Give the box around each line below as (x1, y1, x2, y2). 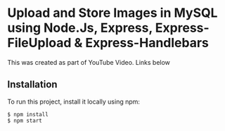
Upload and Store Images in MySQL (7, 5, 218, 21)
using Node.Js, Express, (7, 20, 153, 36)
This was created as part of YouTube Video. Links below (7, 58, 171, 66)
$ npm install (7, 111, 49, 118)
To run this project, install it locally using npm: (7, 97, 141, 106)
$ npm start (7, 117, 42, 124)
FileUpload (7, 35, 72, 51)
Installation (7, 79, 58, 91)
